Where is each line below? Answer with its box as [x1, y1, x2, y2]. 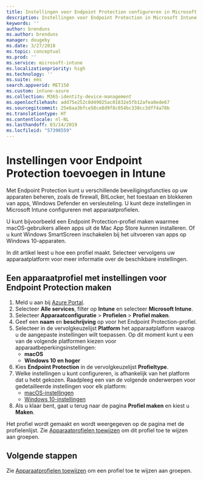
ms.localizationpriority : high [6, 65, 86, 72]
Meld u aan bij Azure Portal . [15, 298, 85, 306]
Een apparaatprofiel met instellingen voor [6, 273, 167, 283]
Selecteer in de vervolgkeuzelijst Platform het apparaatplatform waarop [15, 324, 195, 332]
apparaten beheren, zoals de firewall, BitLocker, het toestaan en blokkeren [6, 193, 193, 201]
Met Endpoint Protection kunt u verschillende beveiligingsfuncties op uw [6, 187, 188, 194]
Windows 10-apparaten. [6, 237, 66, 244]
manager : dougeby [6, 37, 50, 43]
